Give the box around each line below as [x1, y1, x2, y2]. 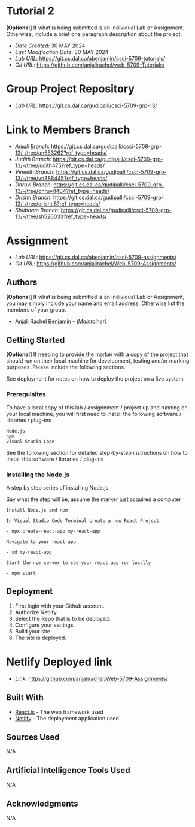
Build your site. [14, 627, 52, 635]
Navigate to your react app [6, 538, 77, 545]
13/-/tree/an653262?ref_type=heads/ [14, 149, 108, 156]
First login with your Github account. [14, 602, 105, 609]
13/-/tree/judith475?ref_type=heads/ [14, 162, 105, 169]
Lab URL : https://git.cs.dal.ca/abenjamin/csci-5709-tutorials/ [14, 55, 166, 62]
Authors [6, 277, 38, 288]
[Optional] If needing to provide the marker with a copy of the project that [6, 351, 188, 358]
